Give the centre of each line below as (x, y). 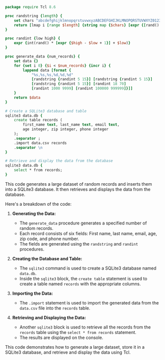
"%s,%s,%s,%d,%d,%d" (52, 75)
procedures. (32, 249)
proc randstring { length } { (34, 16)
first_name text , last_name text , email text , (71, 125)
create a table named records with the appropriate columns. (80, 284)
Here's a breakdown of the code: (39, 204)
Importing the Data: (32, 293)
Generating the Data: (34, 213)
